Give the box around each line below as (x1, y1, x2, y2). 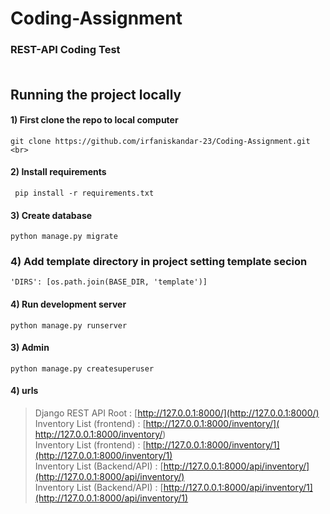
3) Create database (10, 209, 93, 221)
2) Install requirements (10, 166, 107, 178)
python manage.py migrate (10, 232, 118, 242)
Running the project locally (10, 86, 182, 103)
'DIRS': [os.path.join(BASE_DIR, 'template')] (10, 277, 208, 287)
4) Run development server (10, 298, 127, 310)
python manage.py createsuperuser (10, 363, 155, 374)
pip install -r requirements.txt (14, 188, 155, 198)
